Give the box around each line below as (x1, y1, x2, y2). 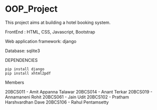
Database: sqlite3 (5, 48, 40, 54)
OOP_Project (5, 3, 58, 15)
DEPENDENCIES (5, 57, 38, 63)
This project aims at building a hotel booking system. (5, 19, 111, 25)
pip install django (5, 67, 45, 72)
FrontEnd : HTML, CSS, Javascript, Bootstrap (5, 29, 96, 35)
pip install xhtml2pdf (5, 71, 51, 76)
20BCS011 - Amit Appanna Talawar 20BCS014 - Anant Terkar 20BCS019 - (5, 89, 153, 94)
